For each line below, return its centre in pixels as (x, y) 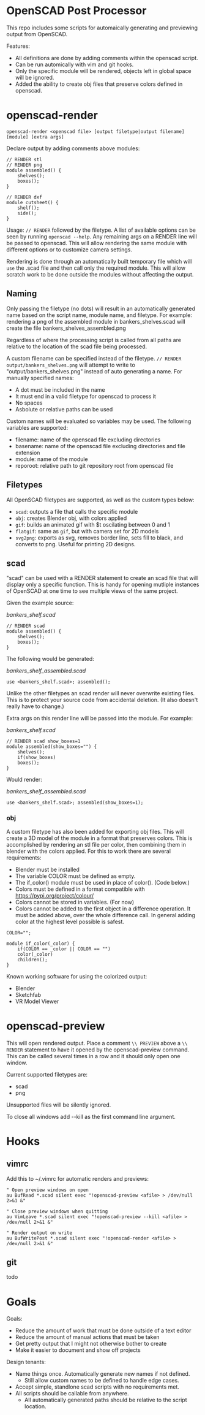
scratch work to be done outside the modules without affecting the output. (100, 274)
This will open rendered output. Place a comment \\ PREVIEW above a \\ (97, 1043)
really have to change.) (35, 706)
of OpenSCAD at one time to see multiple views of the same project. (92, 591)
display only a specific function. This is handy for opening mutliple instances (103, 585)
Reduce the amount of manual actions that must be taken (88, 1337)
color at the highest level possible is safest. (69, 921)
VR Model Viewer (37, 1001)
